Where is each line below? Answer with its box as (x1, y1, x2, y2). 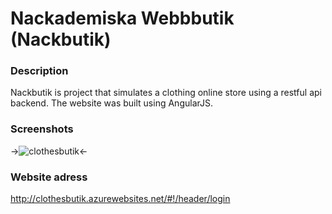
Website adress (10, 170, 88, 184)
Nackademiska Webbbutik (10, 7, 235, 30)
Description (10, 64, 69, 78)
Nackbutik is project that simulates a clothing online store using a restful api (10, 87, 322, 99)
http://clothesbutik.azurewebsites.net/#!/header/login (10, 193, 231, 205)
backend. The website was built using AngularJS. (10, 97, 213, 109)
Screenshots (10, 122, 74, 136)
